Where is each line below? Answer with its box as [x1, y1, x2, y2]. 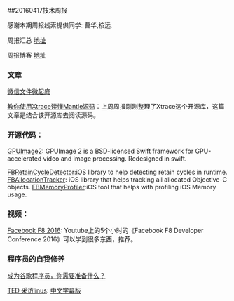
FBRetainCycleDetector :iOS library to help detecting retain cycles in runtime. [7, 168, 228, 176]
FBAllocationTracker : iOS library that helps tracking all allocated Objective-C [7, 175, 228, 184]
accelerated [7, 154, 42, 163]
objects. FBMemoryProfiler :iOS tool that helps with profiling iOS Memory [7, 182, 216, 191]
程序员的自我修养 [7, 254, 65, 264]
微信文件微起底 [7, 87, 50, 96]
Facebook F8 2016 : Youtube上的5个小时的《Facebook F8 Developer [7, 226, 204, 234]
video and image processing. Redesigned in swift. [43, 154, 187, 163]
